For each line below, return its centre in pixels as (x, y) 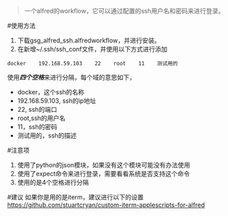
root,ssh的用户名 (41, 118)
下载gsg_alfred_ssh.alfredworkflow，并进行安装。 (89, 40)
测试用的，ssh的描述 (47, 135)
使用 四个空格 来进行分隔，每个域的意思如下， (71, 77)
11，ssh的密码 (37, 127)
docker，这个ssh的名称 (51, 92)
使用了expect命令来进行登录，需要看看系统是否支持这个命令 (104, 174)
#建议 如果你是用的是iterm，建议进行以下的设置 (76, 197)
